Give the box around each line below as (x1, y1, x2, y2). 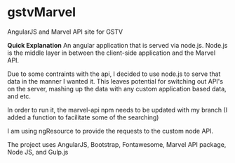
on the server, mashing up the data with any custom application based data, (7, 84, 227, 93)
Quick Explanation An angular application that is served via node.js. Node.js (7, 41, 228, 49)
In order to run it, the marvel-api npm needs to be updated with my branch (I (7, 105, 228, 114)
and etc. (7, 92, 32, 100)
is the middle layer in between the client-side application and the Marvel (7, 48, 216, 57)
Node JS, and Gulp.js (7, 148, 69, 156)
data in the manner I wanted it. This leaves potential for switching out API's (7, 77, 223, 85)
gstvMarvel (7, 4, 76, 20)
